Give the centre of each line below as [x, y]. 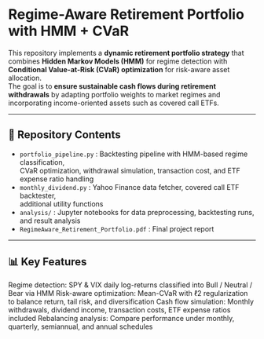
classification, [42, 162]
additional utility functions [61, 204]
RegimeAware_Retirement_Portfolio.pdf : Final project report [117, 228]
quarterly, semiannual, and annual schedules [81, 326]
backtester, [38, 195]
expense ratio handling [57, 179]
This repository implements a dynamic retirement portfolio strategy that [126, 53]
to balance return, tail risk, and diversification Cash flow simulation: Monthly [131, 301]
